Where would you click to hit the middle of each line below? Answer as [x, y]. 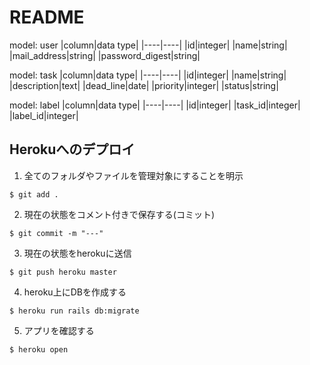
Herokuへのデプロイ [72, 149]
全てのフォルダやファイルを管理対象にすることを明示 [133, 175]
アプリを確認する [59, 330]
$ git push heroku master [63, 272]
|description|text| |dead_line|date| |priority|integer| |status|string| [144, 85]
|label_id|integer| [44, 115]
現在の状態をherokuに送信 [77, 253]
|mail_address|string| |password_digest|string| [105, 55]
